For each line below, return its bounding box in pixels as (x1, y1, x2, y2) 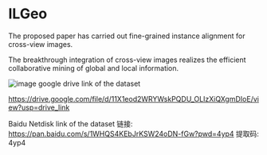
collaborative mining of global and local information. (8, 63, 179, 72)
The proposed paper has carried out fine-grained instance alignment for (8, 31, 245, 41)
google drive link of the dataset (38, 79, 141, 88)
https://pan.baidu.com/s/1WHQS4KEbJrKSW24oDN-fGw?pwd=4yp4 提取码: (8, 129, 259, 138)
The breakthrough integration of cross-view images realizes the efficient (8, 55, 246, 64)
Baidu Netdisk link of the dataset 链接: (8, 118, 133, 128)
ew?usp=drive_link (8, 103, 70, 112)
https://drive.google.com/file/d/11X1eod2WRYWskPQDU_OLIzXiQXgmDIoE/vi (8, 94, 259, 103)
